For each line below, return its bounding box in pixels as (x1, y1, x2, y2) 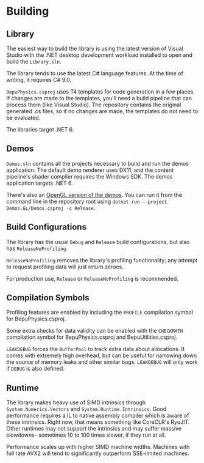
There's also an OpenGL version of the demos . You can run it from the (6, 191, 183, 198)
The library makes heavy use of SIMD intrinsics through (6, 399, 146, 406)
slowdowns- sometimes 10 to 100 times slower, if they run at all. (6, 431, 166, 439)
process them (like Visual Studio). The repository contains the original (6, 101, 181, 108)
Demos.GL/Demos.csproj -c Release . (6, 204, 96, 212)
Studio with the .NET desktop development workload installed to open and (6, 51, 193, 59)
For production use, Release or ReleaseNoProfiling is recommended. (6, 275, 178, 282)
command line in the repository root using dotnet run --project (6, 198, 167, 205)
